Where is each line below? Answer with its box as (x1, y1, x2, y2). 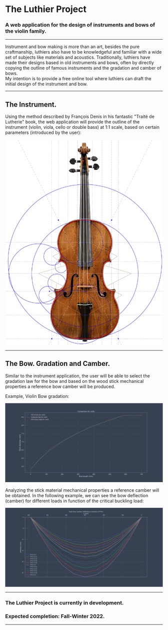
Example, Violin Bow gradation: (5, 393, 69, 399)
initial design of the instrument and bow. (5, 81, 88, 87)
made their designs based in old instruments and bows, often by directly (5, 60, 154, 66)
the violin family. (5, 28, 46, 35)
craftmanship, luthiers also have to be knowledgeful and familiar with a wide (5, 49, 162, 55)
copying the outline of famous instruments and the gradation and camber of (5, 65, 161, 71)
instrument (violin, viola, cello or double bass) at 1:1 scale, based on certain (5, 124, 160, 130)
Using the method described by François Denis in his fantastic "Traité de (5, 114, 155, 120)
